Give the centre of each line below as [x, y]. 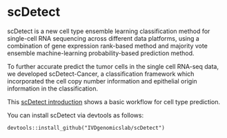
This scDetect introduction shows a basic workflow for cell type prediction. [114, 101]
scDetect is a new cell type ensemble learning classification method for [109, 31]
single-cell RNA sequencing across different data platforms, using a [103, 38]
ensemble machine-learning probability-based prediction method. [101, 53]
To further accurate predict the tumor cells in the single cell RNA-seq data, [113, 66]
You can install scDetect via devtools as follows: [75, 115]
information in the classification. [53, 88]
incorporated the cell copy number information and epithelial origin [102, 81]
